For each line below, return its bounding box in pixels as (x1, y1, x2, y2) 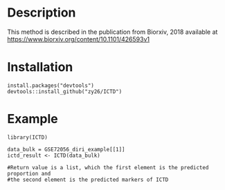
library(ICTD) (7, 133, 48, 141)
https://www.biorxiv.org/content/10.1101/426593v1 (7, 35, 150, 43)
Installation (7, 59, 73, 75)
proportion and (7, 170, 51, 177)
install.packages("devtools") (7, 82, 95, 89)
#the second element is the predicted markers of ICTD (7, 176, 169, 183)
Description (7, 5, 76, 21)
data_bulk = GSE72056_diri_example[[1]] (7, 146, 126, 153)
